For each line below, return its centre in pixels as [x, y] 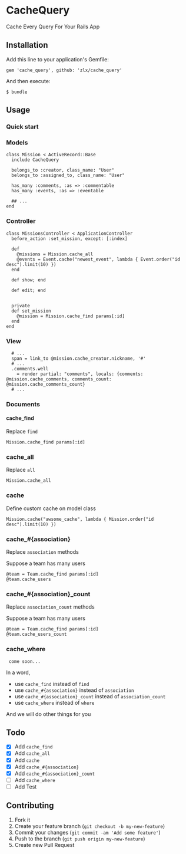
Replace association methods [43, 551]
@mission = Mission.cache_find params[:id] [71, 316]
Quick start [23, 127]
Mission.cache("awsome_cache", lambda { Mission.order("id [80, 519]
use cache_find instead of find [52, 684]
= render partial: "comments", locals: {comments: [80, 374]
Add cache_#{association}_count [55, 773]
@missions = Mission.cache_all [55, 254]
